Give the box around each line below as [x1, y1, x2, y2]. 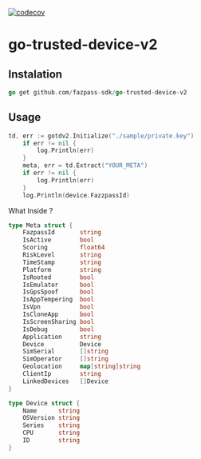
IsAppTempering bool [22, 296, 94, 304]
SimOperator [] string [22, 355, 109, 363]
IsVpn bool [22, 303, 94, 311]
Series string [22, 421, 81, 429]
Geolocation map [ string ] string [22, 362, 141, 371]
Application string [22, 333, 102, 341]
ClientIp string [22, 370, 102, 378]
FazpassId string [22, 229, 102, 237]
